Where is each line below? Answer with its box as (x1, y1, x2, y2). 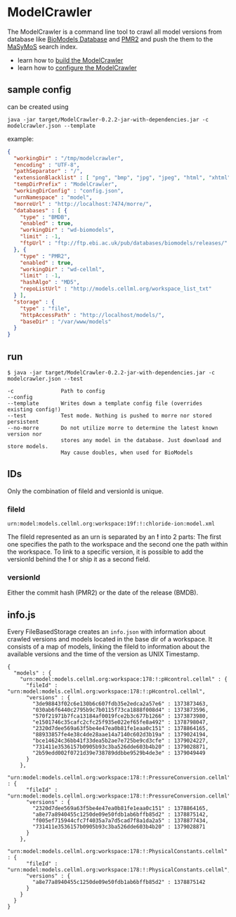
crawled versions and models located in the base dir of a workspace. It (7, 635, 213, 644)
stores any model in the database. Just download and (60, 436, 221, 443)
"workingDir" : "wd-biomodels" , (20, 226, 114, 234)
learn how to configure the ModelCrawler (17, 63, 137, 72)
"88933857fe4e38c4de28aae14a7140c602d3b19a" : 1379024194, (32, 731, 209, 739)
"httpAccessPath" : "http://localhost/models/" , (20, 311, 165, 318)
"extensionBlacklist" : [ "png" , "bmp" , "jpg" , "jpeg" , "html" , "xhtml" (13, 174, 231, 181)
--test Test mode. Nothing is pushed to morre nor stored (7, 412, 212, 419)
